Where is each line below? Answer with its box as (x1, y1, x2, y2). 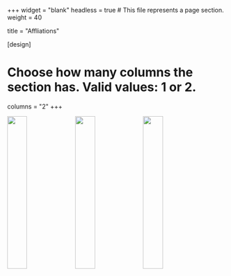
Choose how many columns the (7, 65, 193, 81)
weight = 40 (7, 13, 42, 22)
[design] (7, 40, 31, 48)
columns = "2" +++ (7, 102, 63, 111)
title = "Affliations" (7, 27, 60, 35)
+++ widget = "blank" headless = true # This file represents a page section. (7, 6, 224, 14)
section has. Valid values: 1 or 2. (7, 79, 197, 95)
